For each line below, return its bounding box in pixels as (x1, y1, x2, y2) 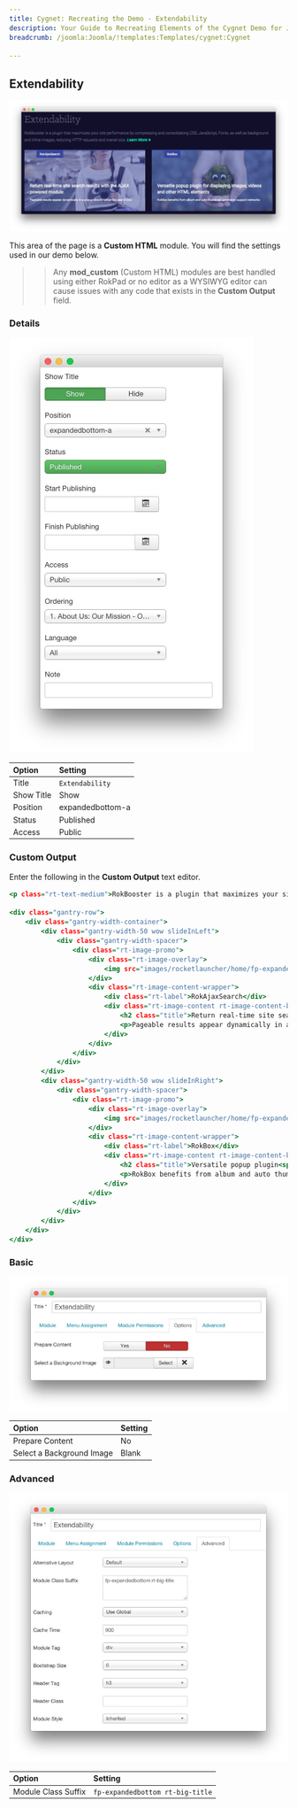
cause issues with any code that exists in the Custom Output (52, 285, 276, 296)
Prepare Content (12, 1435, 73, 1446)
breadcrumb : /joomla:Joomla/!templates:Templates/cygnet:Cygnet (9, 33, 251, 42)
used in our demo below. (9, 249, 99, 260)
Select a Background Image (12, 1448, 113, 1458)
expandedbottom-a (58, 802, 131, 813)
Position (12, 802, 42, 813)
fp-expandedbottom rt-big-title (93, 1788, 213, 1796)
